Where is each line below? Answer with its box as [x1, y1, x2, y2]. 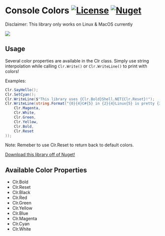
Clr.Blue [12, 210, 28, 216]
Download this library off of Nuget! [5, 152, 75, 158]
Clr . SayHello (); [5, 87, 38, 92]
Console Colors [5, 5, 70, 16]
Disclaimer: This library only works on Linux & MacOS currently [5, 21, 133, 27]
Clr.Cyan [12, 221, 30, 227]
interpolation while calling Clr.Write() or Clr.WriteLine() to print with [5, 63, 147, 69]
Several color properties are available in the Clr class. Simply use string [5, 58, 149, 64]
